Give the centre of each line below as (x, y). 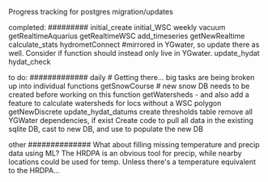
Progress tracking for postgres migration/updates (91, 12)
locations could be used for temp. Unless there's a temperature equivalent (132, 162)
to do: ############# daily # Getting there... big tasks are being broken (132, 77)
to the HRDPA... (34, 170)
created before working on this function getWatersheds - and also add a (129, 95)
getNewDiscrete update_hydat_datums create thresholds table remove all (131, 112)
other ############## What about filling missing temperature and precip (134, 144)
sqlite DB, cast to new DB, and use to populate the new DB (106, 129)
